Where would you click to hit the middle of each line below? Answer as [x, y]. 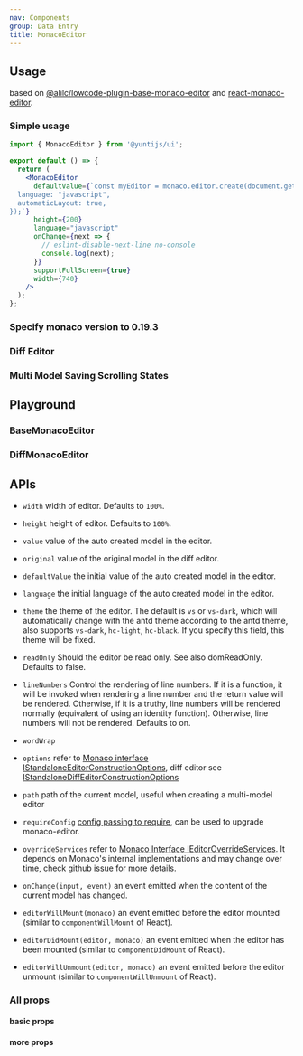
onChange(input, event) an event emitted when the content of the [145, 885]
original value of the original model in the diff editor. [120, 558]
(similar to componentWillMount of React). [97, 922]
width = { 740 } [55, 278]
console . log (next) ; [78, 253]
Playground [42, 405]
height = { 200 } [58, 220]
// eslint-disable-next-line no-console [119, 245]
